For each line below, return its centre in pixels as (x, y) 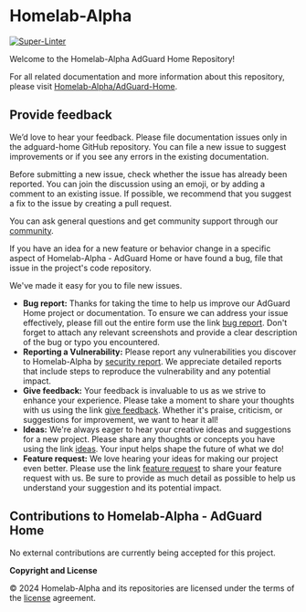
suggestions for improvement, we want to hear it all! (121, 419)
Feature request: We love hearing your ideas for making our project (150, 459)
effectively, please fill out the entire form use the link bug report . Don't (155, 322)
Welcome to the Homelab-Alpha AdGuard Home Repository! (122, 58)
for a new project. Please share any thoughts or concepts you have (149, 438)
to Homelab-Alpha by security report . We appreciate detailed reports (152, 361)
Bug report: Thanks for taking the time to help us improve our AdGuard (156, 303)
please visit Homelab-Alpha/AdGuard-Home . (94, 86)
